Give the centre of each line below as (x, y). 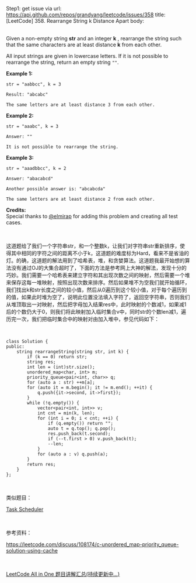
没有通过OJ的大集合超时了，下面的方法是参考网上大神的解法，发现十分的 (99, 268)
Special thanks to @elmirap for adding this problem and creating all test (92, 216)
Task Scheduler (25, 509)
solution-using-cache (32, 551)
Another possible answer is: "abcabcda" (56, 189)
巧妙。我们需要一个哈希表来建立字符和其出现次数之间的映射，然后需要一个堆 (98, 275)
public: (15, 347)
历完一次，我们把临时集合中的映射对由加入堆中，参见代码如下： (83, 319)
